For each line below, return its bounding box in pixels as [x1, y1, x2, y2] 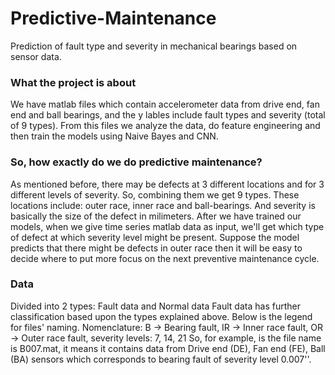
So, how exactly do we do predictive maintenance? [10, 155, 263, 169]
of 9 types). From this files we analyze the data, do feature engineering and [10, 120, 321, 132]
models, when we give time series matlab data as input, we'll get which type [10, 220, 325, 232]
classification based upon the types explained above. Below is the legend [10, 310, 313, 322]
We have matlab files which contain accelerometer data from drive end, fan [10, 98, 320, 111]
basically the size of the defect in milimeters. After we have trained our [10, 210, 302, 222]
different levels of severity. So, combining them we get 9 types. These [10, 188, 300, 201]
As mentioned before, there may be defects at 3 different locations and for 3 [10, 178, 325, 190]
